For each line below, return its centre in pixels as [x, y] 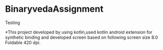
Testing [13, 23]
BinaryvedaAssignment [54, 9]
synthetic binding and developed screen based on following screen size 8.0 [81, 37]
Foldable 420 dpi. [23, 42]
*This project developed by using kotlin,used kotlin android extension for [79, 32]
